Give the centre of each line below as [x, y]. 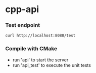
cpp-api [22, 9]
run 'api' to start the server [40, 60]
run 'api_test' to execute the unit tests [52, 65]
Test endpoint [23, 25]
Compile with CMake [31, 49]
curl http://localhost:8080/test [40, 36]
